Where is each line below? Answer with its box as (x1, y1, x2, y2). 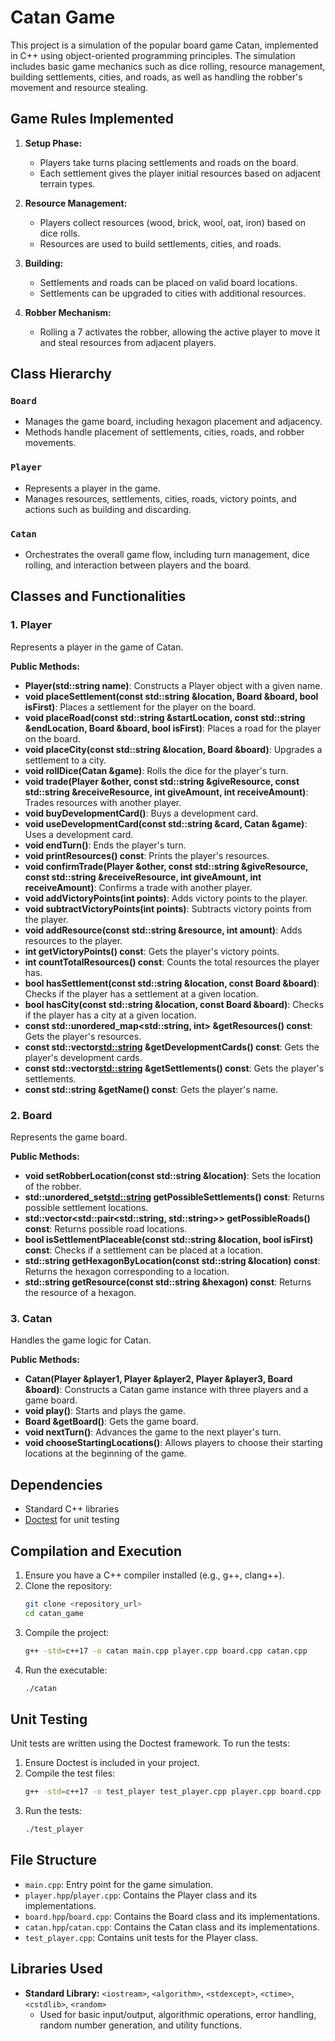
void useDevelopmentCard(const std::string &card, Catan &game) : (24, 817, 308, 830)
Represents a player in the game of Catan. (10, 641, 184, 653)
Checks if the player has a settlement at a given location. (24, 987, 259, 1000)
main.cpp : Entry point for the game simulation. (24, 1878, 214, 1890)
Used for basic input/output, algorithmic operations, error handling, (39, 2008, 317, 2020)
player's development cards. (24, 1051, 143, 1063)
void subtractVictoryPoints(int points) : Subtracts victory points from (24, 902, 312, 915)
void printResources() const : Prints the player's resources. (24, 849, 270, 861)
